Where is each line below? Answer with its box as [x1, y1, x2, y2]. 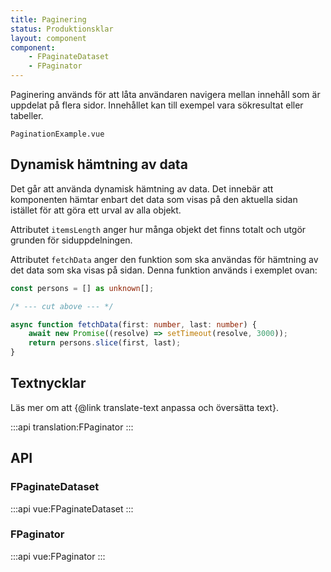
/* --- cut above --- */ [10, 301, 114, 311]
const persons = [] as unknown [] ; [10, 283, 155, 293]
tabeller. [10, 110, 44, 121]
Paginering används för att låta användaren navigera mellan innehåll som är [10, 89, 321, 100]
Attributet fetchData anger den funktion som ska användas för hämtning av [10, 253, 319, 265]
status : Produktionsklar [10, 24, 114, 34]
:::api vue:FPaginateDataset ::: [10, 502, 134, 515]
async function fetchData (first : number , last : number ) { [10, 319, 257, 330]
